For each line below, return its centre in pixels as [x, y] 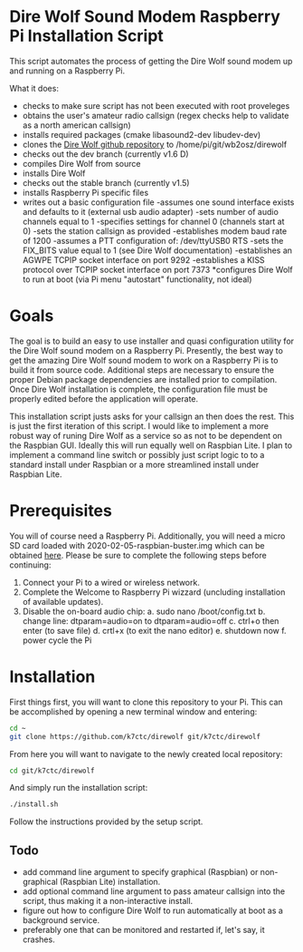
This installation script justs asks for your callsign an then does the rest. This [152, 416]
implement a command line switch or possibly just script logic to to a [137, 454]
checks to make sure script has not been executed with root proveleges [156, 105]
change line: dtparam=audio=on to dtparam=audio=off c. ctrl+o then [151, 621]
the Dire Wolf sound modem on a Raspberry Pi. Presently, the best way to [146, 350]
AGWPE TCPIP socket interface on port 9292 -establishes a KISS [143, 259]
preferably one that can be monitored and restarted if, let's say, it [143, 930]
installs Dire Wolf [54, 173]
